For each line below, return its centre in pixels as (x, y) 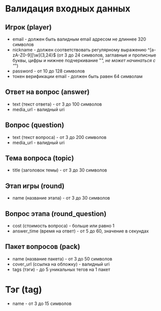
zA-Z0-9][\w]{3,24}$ (34, 55)
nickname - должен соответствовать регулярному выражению (80, 50)
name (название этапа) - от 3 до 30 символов (61, 198)
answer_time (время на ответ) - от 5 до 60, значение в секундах (80, 231)
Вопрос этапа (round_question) (56, 214)
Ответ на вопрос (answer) (47, 92)
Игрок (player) (28, 27)
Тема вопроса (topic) (40, 158)
